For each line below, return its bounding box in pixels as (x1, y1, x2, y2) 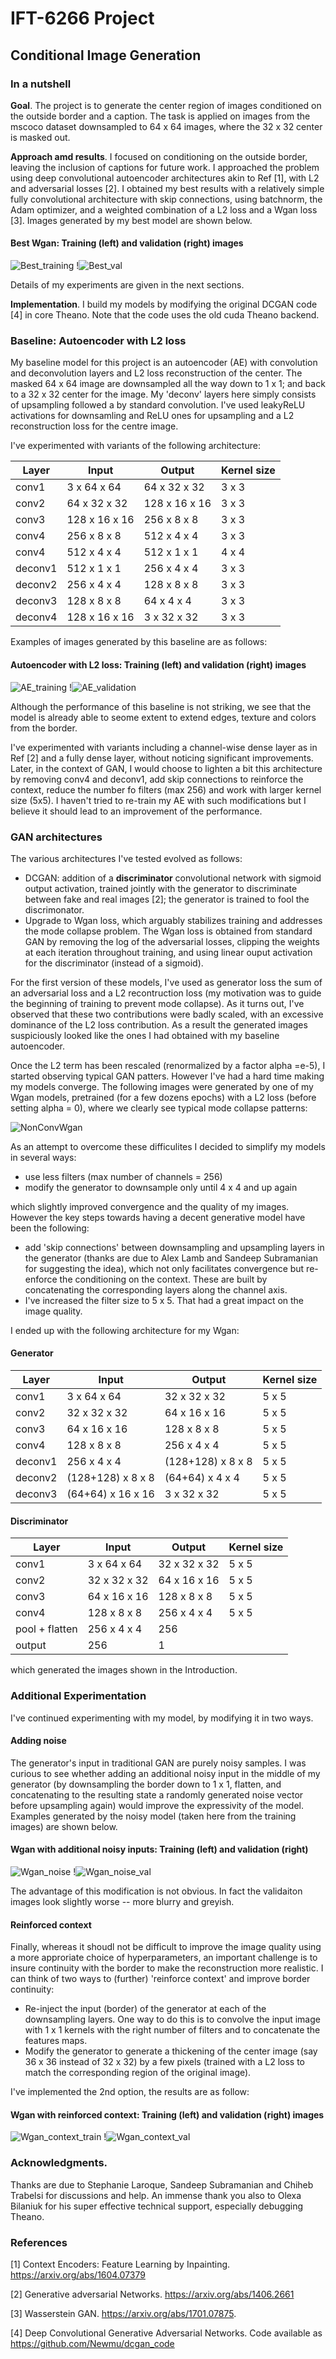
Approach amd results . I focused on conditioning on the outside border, (10, 150, 308, 162)
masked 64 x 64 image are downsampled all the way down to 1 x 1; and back (10, 378, 326, 390)
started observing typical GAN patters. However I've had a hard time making (10, 1070, 325, 1082)
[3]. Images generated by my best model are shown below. (10, 214, 253, 226)
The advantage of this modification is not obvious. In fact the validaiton (10, 1885, 303, 1897)
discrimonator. (24, 903, 85, 916)
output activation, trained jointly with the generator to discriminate (24, 882, 298, 894)
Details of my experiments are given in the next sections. (10, 279, 245, 291)
